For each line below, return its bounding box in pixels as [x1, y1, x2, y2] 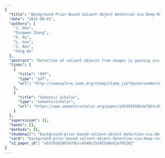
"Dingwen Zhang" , [13, 30, 49, 35]
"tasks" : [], [9, 122, 36, 127]
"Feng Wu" [13, 49, 34, 53]
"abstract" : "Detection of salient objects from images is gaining [9, 58, 151, 63]
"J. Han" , [13, 26, 34, 31]
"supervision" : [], [9, 117, 49, 123]
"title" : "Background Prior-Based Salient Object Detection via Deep [9, 12, 155, 17]
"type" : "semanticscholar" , [17, 100, 76, 105]
